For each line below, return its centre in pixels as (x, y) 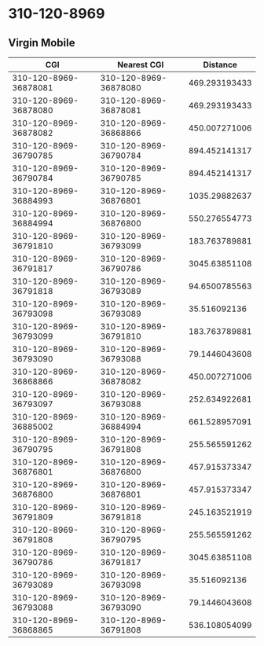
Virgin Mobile (42, 43)
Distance (220, 65)
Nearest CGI (141, 65)
